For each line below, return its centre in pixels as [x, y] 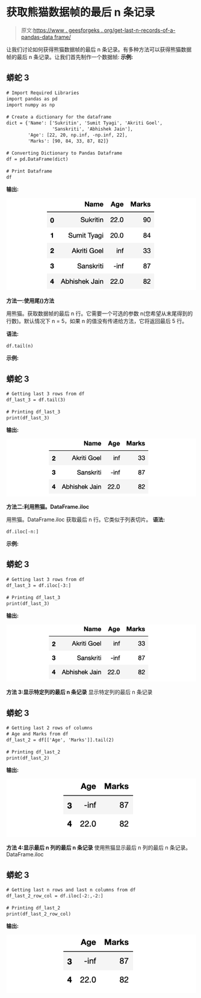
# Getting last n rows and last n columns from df [71, 890]
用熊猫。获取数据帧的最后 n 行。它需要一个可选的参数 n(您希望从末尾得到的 [100, 313]
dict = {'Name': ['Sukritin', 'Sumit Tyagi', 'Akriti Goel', [85, 123]
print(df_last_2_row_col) [39, 914]
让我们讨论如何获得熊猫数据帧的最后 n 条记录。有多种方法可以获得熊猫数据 [99, 49]
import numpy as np [31, 105]
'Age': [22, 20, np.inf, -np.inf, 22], [78, 135]
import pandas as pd [32, 99]
